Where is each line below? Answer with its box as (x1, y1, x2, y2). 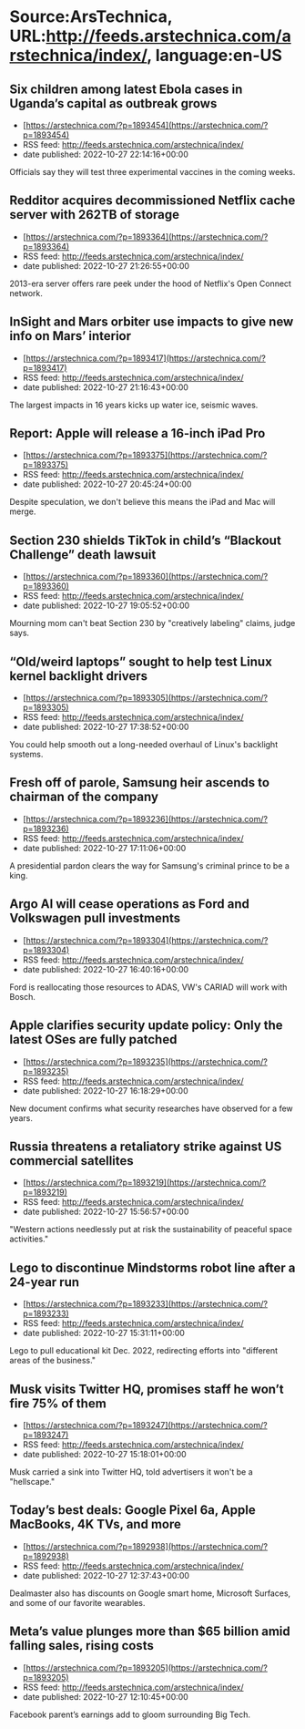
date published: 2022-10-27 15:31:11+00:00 (22, 1328, 185, 1339)
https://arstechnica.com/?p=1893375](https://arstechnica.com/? (25, 449, 268, 461)
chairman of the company (9, 789, 159, 805)
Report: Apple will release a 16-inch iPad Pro (9, 426, 266, 441)
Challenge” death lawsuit (9, 547, 157, 562)
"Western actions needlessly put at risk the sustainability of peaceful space (9, 1224, 293, 1235)
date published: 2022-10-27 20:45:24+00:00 (22, 479, 192, 489)
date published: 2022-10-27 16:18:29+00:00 (22, 1085, 188, 1096)
